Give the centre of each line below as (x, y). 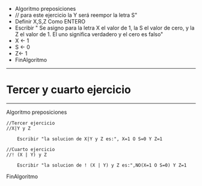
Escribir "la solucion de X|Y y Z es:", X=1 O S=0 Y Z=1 (90, 139)
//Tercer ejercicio (31, 123)
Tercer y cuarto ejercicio (69, 90)
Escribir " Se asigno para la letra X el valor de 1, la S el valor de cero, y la (105, 28)
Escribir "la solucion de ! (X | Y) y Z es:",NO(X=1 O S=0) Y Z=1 (102, 165)
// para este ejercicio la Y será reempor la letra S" (76, 15)
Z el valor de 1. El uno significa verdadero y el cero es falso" (89, 34)
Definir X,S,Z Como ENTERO (50, 21)
